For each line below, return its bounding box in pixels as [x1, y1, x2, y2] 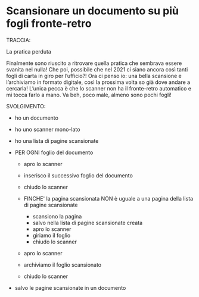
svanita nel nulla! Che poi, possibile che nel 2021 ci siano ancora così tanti [6, 65, 188, 73]
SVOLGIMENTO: [6, 102, 46, 110]
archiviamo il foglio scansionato [23, 261, 102, 268]
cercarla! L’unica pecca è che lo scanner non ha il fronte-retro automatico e [6, 85, 192, 92]
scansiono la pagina [32, 212, 82, 220]
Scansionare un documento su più [6, 4, 179, 18]
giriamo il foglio [32, 232, 71, 239]
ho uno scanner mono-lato [14, 126, 80, 133]
